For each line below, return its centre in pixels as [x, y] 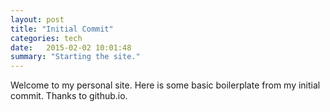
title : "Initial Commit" [62, 29]
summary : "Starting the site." [75, 57]
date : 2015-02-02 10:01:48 [71, 47]
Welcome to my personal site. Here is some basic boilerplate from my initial [165, 85]
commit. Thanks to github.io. [69, 96]
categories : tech [46, 38]
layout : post [37, 19]
